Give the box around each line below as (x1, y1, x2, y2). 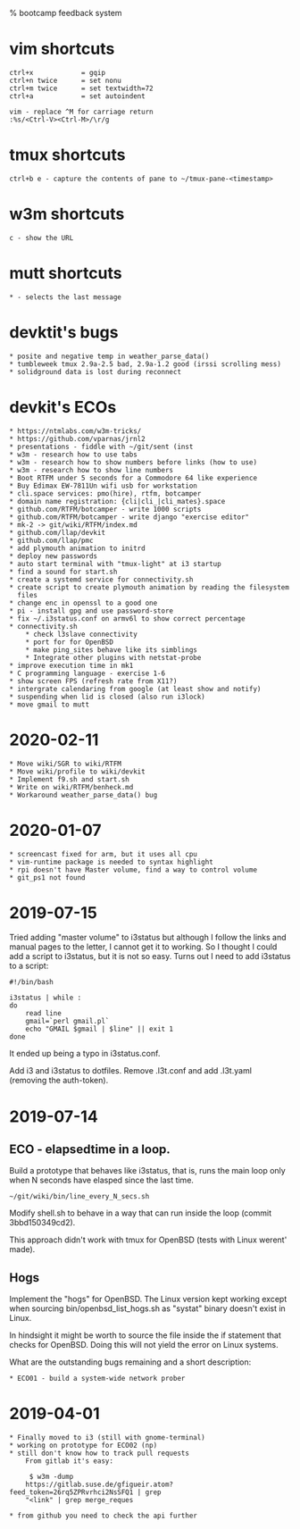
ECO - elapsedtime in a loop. (9, 1142, 171, 1157)
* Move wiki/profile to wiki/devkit (9, 767, 146, 776)
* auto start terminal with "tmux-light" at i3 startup (9, 559, 221, 568)
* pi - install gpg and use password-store (9, 606, 174, 615)
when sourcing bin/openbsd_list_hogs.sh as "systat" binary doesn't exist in (9, 1303, 286, 1314)
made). (9, 1244, 36, 1255)
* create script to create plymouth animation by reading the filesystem (9, 582, 290, 592)
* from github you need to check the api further (9, 1511, 198, 1521)
